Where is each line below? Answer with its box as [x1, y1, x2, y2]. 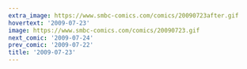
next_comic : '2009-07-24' [8, 33, 93, 42]
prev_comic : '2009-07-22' [8, 41, 93, 49]
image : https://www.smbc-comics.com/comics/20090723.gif [8, 26, 200, 34]
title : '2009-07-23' [8, 48, 77, 56]
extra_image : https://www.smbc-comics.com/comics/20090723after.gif [8, 11, 239, 20]
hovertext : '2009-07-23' [8, 19, 90, 27]
